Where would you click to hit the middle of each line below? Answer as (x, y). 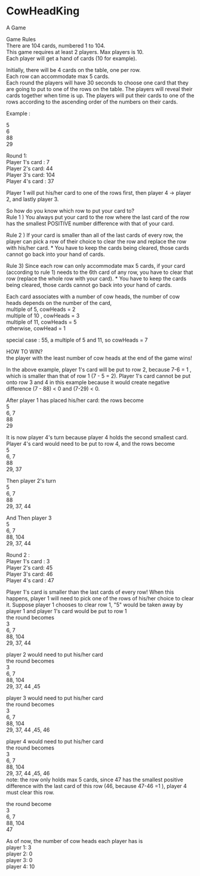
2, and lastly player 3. (33, 199)
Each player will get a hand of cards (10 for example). (72, 58)
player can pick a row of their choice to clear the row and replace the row (96, 241)
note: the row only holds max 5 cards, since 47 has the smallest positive (95, 780)
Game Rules (21, 39)
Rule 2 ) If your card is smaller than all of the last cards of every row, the (95, 235)
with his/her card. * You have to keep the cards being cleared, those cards (98, 247)
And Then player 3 (29, 518)
